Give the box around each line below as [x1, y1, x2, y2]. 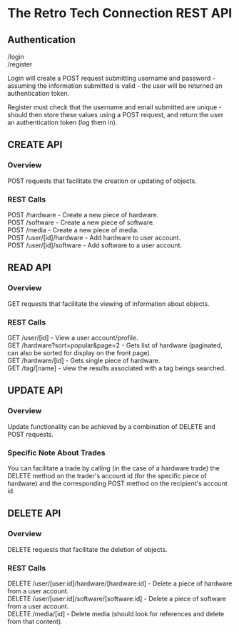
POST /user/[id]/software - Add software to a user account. [7, 241, 183, 250]
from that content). [7, 617, 63, 626]
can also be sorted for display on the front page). [7, 348, 152, 357]
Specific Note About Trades [7, 448, 106, 458]
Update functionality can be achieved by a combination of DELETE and [7, 422, 215, 430]
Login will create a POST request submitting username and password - [7, 74, 215, 82]
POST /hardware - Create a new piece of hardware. [7, 210, 159, 219]
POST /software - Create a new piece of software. [7, 218, 155, 227]
